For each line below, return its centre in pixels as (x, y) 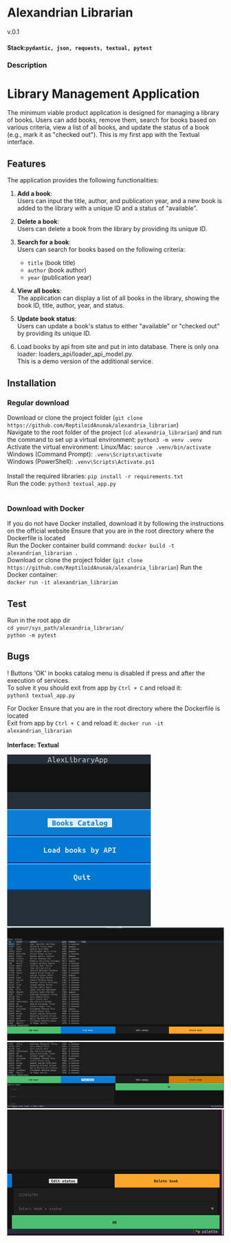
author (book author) (57, 270)
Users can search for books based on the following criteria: (101, 250)
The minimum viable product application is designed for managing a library (113, 113)
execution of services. (38, 680)
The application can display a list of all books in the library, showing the (118, 298)
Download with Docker (46, 509)
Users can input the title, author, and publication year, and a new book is (119, 201)
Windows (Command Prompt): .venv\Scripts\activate (85, 454)
